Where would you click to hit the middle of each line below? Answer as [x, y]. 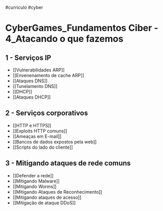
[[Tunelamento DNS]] [35, 86]
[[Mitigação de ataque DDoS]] [44, 203]
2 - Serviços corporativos [47, 113]
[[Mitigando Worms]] [35, 186]
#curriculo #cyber [24, 7]
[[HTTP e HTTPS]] [32, 125]
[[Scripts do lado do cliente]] [43, 147]
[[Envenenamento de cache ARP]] [48, 75]
